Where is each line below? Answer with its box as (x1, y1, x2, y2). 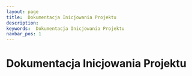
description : (6, 20, 39, 26)
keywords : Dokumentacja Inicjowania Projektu (6, 25, 125, 32)
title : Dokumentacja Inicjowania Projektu (6, 14, 117, 20)
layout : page (6, 8, 39, 15)
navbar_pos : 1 (6, 31, 42, 37)
